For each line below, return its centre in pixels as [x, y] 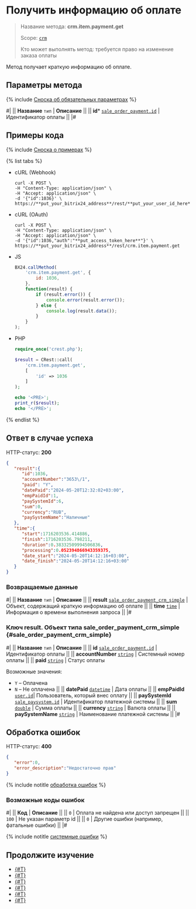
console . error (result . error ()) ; [85, 300]
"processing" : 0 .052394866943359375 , [66, 550]
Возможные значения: [34, 671]
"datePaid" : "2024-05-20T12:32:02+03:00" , [73, 490]
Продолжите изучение [50, 855]
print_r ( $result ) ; [37, 403]
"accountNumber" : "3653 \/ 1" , [56, 479]
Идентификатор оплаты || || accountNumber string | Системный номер [95, 654]
